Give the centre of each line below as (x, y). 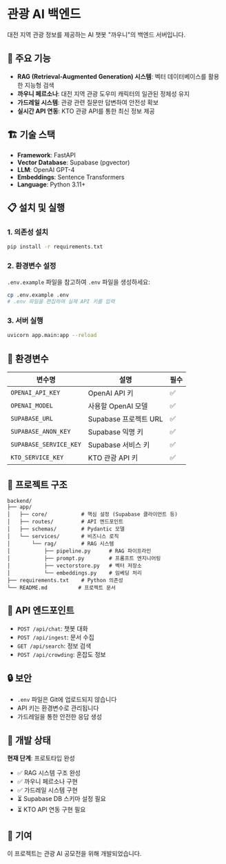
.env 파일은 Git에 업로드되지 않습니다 (67, 699)
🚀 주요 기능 (29, 58)
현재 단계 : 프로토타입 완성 (41, 758)
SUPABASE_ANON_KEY (41, 432)
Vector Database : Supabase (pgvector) (73, 162)
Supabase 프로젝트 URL (125, 419)
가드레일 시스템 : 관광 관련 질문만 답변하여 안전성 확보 (88, 102)
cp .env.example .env (38, 295)
